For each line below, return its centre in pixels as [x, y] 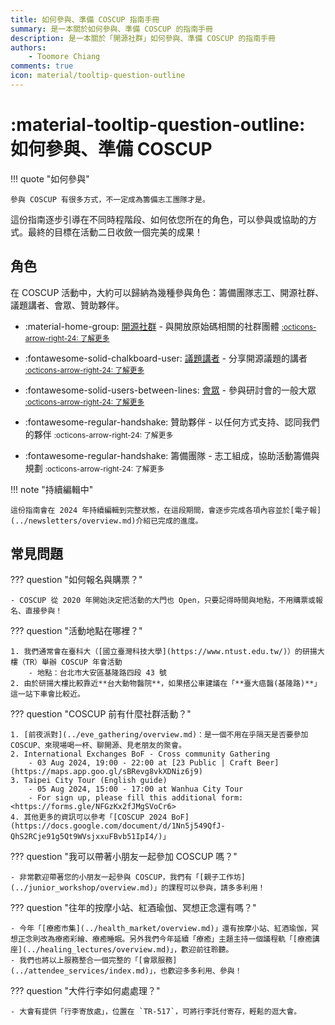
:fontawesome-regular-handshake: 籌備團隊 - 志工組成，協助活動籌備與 [172, 455]
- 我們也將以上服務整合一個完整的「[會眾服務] [94, 961]
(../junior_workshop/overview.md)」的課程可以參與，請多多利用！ [138, 888]
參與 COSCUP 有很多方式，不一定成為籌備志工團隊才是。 [110, 199]
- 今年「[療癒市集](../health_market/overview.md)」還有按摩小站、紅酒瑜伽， [161, 929]
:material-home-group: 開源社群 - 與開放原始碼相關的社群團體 [152, 326]
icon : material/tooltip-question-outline [98, 76]
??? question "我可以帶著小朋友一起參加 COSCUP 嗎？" [124, 857]
